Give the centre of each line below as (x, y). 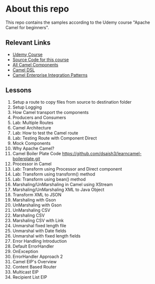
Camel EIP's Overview (35, 261)
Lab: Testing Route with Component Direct (55, 138)
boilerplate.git (26, 158)
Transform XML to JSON (37, 194)
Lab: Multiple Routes (33, 123)
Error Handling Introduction (40, 241)
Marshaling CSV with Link (38, 220)
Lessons (19, 90)
